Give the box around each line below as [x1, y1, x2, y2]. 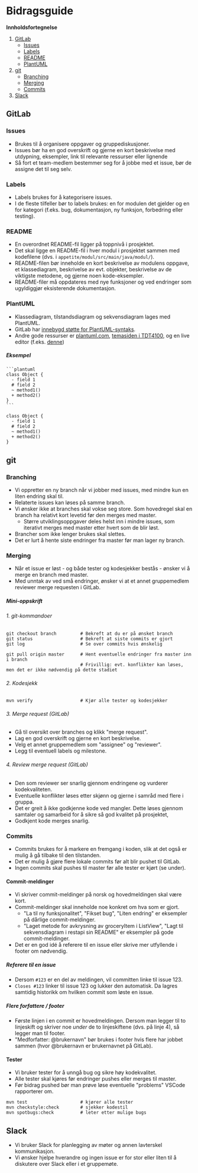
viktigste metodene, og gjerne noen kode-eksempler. [14, 272, 144, 279]
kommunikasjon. [14, 1148, 55, 1155]
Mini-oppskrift [6, 597, 43, 605]
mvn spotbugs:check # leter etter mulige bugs [6, 1110, 147, 1116]
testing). [14, 212, 35, 220]
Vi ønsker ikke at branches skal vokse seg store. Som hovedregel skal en [14, 505, 193, 513]
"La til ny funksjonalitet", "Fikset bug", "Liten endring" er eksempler [23, 910, 187, 917]
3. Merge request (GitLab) [6, 710, 70, 717]
